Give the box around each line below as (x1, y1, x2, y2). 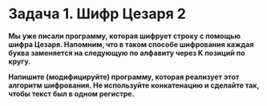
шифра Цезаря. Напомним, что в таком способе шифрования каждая (8, 39, 254, 49)
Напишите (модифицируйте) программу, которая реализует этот (8, 72, 240, 81)
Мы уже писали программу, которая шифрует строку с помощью (8, 31, 241, 41)
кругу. (8, 57, 31, 66)
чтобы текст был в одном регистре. (8, 88, 135, 98)
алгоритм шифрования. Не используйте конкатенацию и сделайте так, (8, 80, 260, 90)
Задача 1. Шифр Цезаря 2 (8, 5, 187, 23)
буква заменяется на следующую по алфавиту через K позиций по (8, 48, 246, 57)
